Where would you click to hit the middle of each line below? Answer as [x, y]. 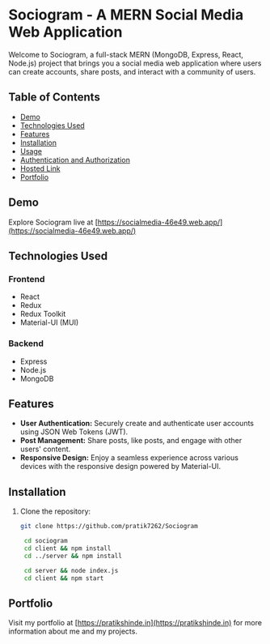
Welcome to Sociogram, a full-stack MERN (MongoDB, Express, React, [126, 54]
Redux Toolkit [43, 314]
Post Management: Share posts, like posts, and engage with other [131, 441]
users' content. [45, 449]
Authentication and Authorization [75, 160]
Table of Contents [55, 98]
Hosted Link [40, 168]
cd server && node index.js [71, 570]
